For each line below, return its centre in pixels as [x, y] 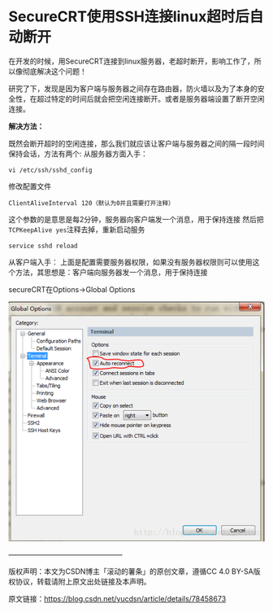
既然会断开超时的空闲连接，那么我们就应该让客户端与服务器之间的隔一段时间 [136, 143]
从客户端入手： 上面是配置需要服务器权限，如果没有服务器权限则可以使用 [130, 262]
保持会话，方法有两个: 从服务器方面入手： [78, 153]
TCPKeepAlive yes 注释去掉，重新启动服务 [77, 229]
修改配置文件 [30, 186]
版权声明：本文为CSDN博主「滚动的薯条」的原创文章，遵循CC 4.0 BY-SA [131, 571]
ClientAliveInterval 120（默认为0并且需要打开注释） [91, 203]
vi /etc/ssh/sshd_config [50, 170]
